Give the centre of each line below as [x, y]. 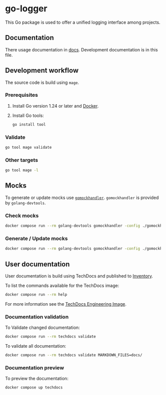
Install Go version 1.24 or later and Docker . [55, 106]
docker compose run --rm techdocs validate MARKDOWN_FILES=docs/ [74, 355]
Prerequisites [21, 95]
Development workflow [42, 70]
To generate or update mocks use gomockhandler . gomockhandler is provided [82, 197]
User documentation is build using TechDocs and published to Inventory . [79, 276]
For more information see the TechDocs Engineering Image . [66, 304]
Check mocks [22, 215]
